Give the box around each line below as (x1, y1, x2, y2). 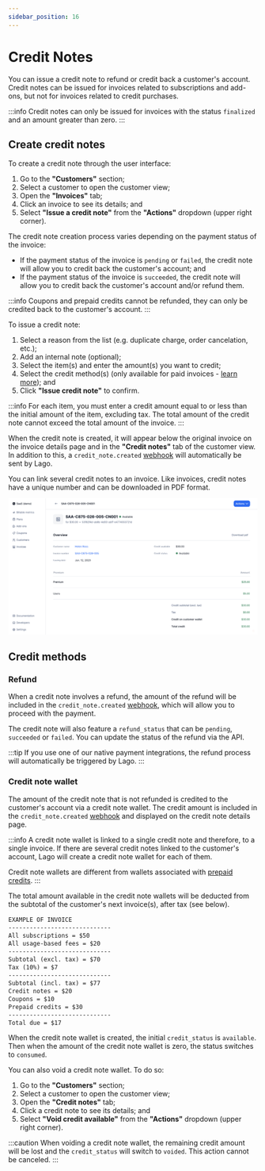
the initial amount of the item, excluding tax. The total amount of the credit (8, 409, 250, 420)
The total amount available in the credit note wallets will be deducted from (8, 891, 249, 900)
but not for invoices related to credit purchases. (24, 91, 180, 101)
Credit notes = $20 (8, 987, 73, 995)
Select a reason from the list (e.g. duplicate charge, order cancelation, (19, 336, 248, 345)
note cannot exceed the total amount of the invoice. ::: (8, 418, 184, 428)
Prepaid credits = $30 (8, 1003, 83, 1011)
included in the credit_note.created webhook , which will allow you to (8, 701, 235, 710)
